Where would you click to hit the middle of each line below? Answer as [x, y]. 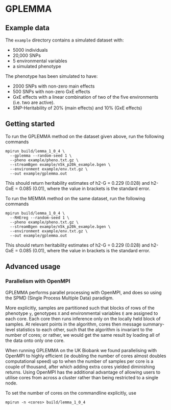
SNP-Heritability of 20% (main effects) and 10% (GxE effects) [77, 108]
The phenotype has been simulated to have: [52, 76]
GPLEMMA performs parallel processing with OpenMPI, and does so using [83, 292]
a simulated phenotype [37, 66]
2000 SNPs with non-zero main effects [54, 86]
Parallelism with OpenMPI [38, 281]
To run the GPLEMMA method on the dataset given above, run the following [85, 136]
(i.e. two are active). [34, 102]
